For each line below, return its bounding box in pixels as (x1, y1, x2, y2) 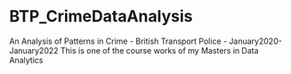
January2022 (9, 45, 60, 55)
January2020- (229, 36, 282, 46)
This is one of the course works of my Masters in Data (61, 45, 260, 55)
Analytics (9, 54, 44, 65)
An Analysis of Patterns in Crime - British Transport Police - (9, 36, 228, 46)
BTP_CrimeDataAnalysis (9, 6, 193, 27)
